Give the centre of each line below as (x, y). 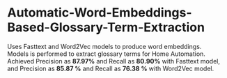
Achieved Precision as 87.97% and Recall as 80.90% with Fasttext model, (114, 61)
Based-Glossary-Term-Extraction (106, 27)
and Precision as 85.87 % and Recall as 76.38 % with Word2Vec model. (111, 68)
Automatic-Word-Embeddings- (100, 13)
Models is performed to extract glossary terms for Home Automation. (106, 54)
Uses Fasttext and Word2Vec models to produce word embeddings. (104, 46)
